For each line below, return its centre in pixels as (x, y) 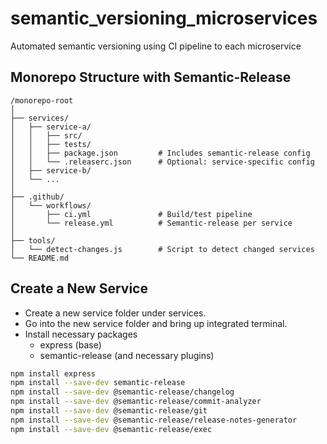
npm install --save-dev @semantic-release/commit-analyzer (136, 402)
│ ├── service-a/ (51, 127)
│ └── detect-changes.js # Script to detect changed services (162, 249)
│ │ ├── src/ (46, 135)
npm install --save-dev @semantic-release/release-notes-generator (154, 420)
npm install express (53, 373)
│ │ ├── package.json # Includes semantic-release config (160, 153)
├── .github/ (37, 197)
